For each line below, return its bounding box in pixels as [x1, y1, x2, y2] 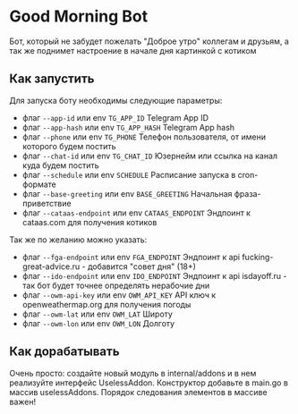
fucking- [241, 251, 274, 262]
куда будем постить [21, 159, 100, 171]
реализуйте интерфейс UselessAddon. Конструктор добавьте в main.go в [9, 377, 289, 388]
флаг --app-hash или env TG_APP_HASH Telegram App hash [21, 122, 235, 132]
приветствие [21, 198, 72, 208]
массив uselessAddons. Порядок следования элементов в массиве [9, 386, 268, 397]
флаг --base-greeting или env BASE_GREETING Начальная [21, 188, 233, 199]
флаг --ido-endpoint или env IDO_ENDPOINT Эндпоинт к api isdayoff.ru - [21, 270, 287, 281]
